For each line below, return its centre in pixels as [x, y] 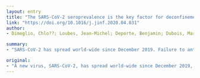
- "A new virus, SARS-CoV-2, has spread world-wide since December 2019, [100, 66]
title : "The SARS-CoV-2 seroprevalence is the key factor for [85, 17]
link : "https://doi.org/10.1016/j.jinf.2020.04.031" [73, 22]
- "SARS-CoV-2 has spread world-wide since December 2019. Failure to [96, 50]
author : [16, 28]
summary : [17, 44]
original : [18, 60]
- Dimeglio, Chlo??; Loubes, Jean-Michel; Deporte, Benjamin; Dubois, [96, 34]
